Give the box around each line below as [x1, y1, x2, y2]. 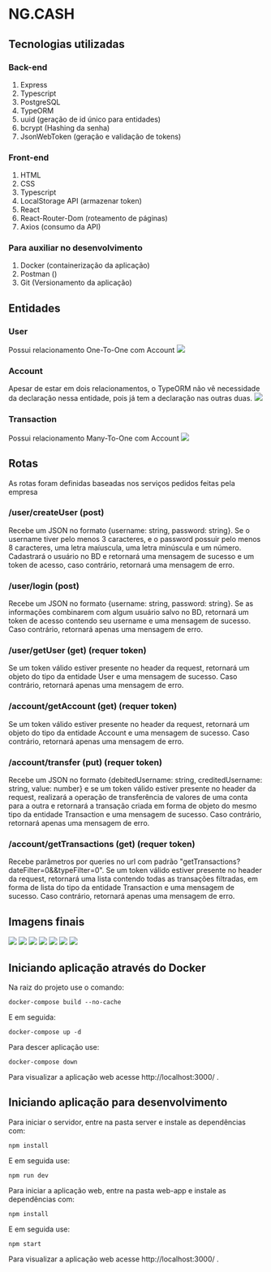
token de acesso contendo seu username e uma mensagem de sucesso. [8, 616, 252, 625]
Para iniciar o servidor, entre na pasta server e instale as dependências [8, 1117, 246, 1127]
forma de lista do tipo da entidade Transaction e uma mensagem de [8, 883, 235, 892]
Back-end [8, 62, 48, 73]
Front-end [8, 152, 49, 163]
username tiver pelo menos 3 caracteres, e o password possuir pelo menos [8, 534, 261, 544]
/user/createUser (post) [8, 507, 105, 518]
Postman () [19, 269, 58, 279]
